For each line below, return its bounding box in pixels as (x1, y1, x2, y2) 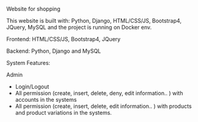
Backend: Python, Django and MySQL (6, 47, 101, 55)
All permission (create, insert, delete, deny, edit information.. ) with (15, 90, 183, 97)
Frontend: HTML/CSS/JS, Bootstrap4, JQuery (6, 36, 121, 42)
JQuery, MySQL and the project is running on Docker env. (6, 24, 152, 31)
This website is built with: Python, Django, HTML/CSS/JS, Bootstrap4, (6, 17, 182, 24)
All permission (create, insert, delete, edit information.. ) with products (15, 102, 192, 110)
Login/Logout (15, 83, 50, 90)
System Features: (6, 59, 51, 66)
